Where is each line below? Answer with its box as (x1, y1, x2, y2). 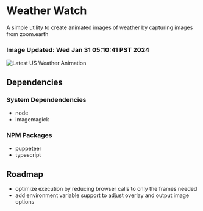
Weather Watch (6, 4, 87, 18)
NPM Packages (6, 131, 52, 139)
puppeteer (15, 145, 41, 152)
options (15, 198, 35, 206)
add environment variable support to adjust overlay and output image (15, 191, 190, 199)
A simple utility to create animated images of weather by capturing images (6, 24, 193, 31)
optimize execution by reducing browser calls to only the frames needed (15, 185, 198, 193)
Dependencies (6, 77, 63, 87)
